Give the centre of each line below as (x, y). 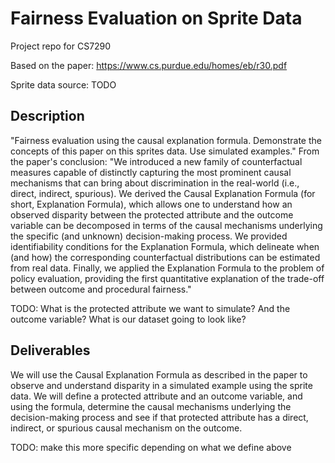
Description (47, 116)
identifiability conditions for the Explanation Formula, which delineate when (165, 246)
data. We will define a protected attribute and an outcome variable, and (156, 396)
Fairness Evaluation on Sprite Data (156, 18)
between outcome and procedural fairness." (101, 289)
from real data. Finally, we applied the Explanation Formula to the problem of (167, 268)
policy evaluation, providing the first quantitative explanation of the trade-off (167, 278)
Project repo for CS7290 (61, 46)
